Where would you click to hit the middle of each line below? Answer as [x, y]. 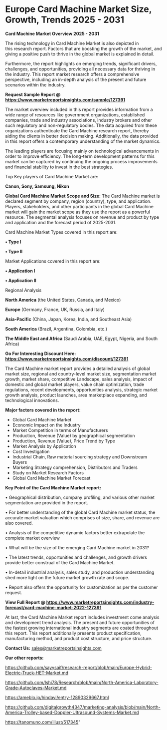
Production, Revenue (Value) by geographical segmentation [74, 435]
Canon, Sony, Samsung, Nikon [37, 186]
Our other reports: [24, 658]
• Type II [14, 251]
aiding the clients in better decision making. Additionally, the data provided [82, 136]
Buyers [20, 462]
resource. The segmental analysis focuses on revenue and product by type [82, 217]
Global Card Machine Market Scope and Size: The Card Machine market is [83, 196]
